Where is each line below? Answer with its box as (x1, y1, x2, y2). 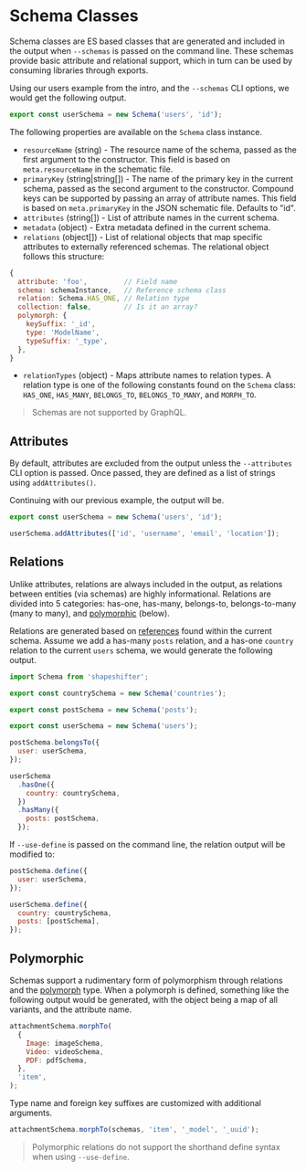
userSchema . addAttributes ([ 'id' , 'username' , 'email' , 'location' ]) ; (9, 529, 280, 539)
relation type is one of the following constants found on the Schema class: (22, 380, 297, 391)
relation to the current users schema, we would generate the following (9, 645, 273, 656)
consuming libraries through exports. (9, 65, 149, 76)
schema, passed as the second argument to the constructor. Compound (22, 183, 294, 194)
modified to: (9, 849, 55, 860)
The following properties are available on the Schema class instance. (9, 126, 263, 137)
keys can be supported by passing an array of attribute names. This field (22, 193, 297, 204)
